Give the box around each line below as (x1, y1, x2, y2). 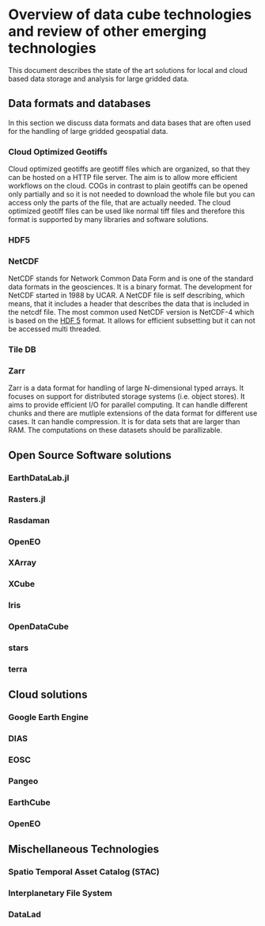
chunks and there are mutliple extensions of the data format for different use (8, 408, 258, 418)
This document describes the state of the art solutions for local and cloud (8, 65, 248, 75)
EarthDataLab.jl (8, 472, 70, 483)
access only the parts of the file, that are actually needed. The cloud (8, 198, 231, 208)
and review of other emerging (8, 22, 207, 40)
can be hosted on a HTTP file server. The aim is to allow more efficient (8, 173, 238, 182)
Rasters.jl (8, 493, 46, 504)
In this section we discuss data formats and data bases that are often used (8, 117, 252, 128)
